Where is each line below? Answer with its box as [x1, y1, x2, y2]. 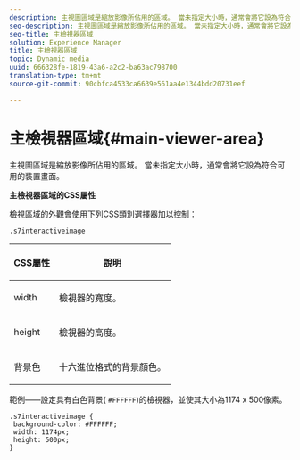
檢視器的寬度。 [58, 292, 122, 304]
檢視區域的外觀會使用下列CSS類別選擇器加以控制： [9, 209, 198, 219]
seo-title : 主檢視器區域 [9, 29, 94, 38]
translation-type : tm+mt [9, 71, 102, 80]
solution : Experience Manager [9, 37, 122, 47]
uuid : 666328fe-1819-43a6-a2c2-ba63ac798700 [9, 63, 178, 72]
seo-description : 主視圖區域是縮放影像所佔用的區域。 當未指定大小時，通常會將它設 [9, 21, 287, 30]
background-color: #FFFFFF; [12, 420, 118, 429]
